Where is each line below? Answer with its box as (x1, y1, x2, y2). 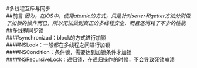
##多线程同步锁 (6, 27, 44, 34)
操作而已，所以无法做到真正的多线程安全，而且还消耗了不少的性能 (26, 20, 186, 26)
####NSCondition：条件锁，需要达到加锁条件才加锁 (6, 49, 132, 55)
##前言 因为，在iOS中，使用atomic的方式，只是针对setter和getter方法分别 (6, 12, 186, 19)
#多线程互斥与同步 (6, 5, 51, 12)
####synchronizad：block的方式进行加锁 (6, 34, 107, 41)
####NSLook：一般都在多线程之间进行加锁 (6, 41, 110, 48)
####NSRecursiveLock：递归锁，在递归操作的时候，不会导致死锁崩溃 (6, 56, 175, 63)
